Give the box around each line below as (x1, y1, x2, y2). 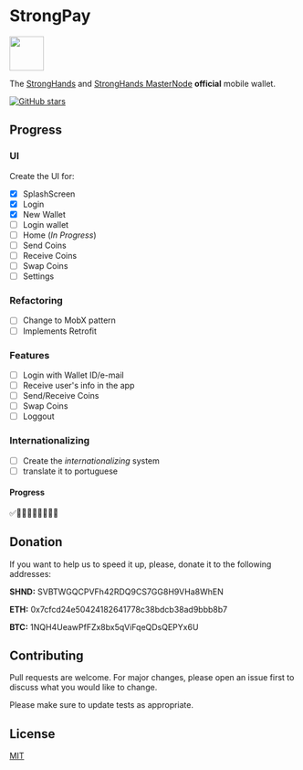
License (9, 726, 56, 742)
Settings (22, 271, 55, 282)
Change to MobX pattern (22, 315, 117, 326)
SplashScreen (22, 188, 76, 199)
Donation (9, 534, 63, 550)
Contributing (9, 648, 84, 664)
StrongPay (9, 5, 91, 27)
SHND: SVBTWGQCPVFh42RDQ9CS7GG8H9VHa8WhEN (9, 586, 224, 597)
